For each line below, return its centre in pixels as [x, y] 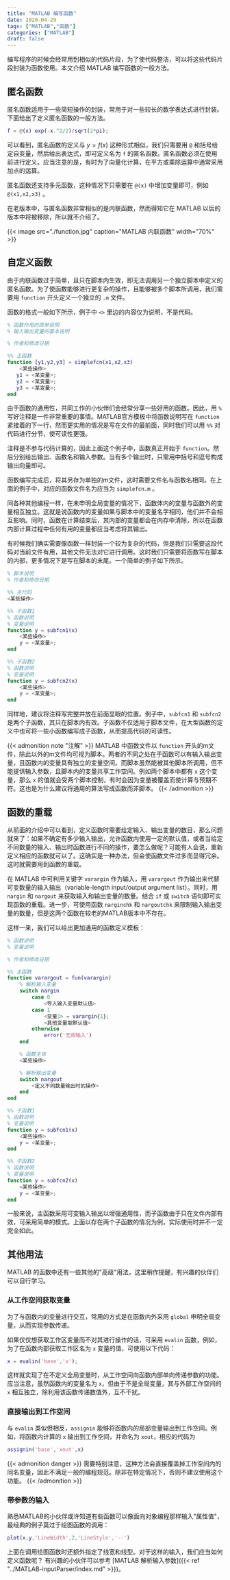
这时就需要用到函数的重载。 [46, 864]
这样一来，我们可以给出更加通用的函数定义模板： [76, 927]
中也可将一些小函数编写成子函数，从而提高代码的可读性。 [94, 731]
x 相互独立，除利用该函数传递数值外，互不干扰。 [76, 1392]
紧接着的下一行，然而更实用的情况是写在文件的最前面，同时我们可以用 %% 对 [114, 425]
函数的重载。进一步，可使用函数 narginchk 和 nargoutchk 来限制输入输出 [114, 904]
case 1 [41, 1010]
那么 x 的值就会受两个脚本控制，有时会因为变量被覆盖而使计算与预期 [115, 780]
